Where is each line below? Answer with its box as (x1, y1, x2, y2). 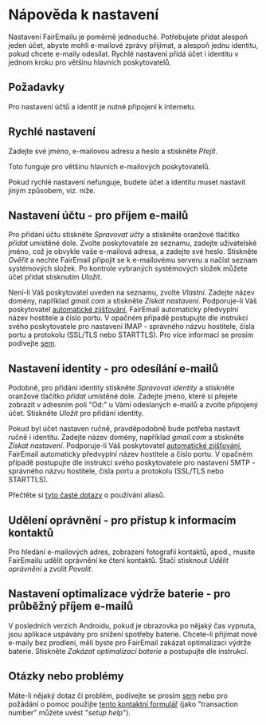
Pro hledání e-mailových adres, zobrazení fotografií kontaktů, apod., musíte (8, 547, 256, 557)
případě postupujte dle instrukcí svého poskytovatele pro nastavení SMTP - (8, 458, 256, 468)
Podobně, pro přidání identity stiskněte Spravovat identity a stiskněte (8, 383, 235, 393)
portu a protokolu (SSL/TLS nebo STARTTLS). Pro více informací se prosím (8, 330, 253, 340)
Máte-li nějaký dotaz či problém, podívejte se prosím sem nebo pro (8, 691, 229, 700)
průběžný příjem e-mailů (8, 600, 134, 613)
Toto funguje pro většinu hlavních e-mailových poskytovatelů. (8, 161, 211, 171)
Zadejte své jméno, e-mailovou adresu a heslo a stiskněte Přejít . (8, 146, 217, 156)
